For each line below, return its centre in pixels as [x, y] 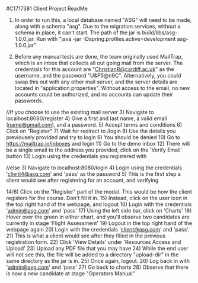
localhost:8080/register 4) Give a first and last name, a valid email [87, 118]
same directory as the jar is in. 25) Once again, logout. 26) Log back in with [98, 261]
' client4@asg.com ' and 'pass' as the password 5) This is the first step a [93, 174]
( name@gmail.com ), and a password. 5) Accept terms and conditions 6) [94, 125]
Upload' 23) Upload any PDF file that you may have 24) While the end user [97, 248]
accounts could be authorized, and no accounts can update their [94, 94]
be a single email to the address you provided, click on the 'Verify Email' [94, 150]
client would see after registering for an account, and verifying [82, 180]
